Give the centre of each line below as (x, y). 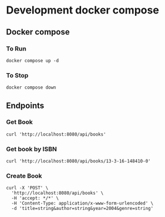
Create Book (24, 176)
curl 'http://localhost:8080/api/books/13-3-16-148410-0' (78, 161)
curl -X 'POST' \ (27, 188)
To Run (16, 49)
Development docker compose (83, 10)
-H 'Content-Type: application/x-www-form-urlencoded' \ (82, 204)
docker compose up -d (33, 60)
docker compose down (31, 88)
